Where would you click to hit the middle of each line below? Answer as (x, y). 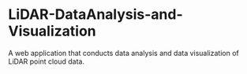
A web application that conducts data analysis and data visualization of (123, 53)
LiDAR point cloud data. (47, 61)
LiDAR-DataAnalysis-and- (95, 15)
